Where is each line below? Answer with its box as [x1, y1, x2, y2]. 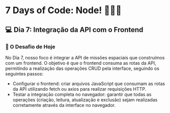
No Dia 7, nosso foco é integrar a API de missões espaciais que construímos [5, 54, 165, 60]
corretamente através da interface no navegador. [12, 102, 116, 108]
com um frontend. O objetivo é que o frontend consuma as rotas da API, [5, 60, 156, 66]
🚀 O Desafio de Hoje [5, 43, 55, 50]
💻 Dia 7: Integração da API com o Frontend [5, 25, 144, 34]
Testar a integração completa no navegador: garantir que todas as [12, 91, 152, 97]
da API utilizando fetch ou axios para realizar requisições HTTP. [12, 86, 147, 92]
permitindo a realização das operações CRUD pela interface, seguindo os [5, 65, 159, 71]
